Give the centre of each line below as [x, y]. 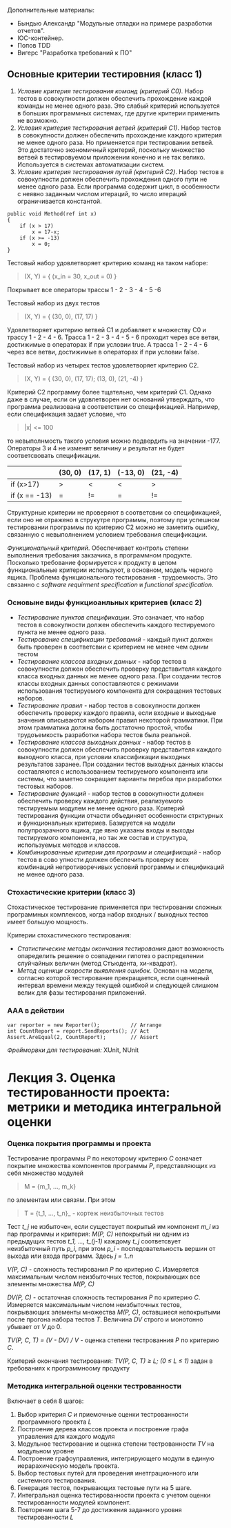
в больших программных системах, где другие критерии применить [119, 113]
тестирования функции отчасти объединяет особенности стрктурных [120, 816]
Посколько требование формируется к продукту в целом [92, 562]
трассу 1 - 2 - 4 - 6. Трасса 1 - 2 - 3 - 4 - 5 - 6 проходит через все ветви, [114, 337]
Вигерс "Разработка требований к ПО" [74, 52]
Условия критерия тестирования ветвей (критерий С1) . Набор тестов [119, 128]
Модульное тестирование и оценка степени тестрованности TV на [116, 1444]
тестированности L [45, 1517]
